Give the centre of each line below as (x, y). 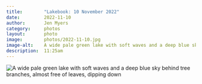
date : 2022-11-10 (38, 17)
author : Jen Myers (37, 23)
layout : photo (32, 34)
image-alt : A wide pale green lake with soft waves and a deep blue (98, 46)
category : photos (33, 28)
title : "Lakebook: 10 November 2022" (63, 12)
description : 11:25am (35, 51)
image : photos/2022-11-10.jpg (54, 40)
